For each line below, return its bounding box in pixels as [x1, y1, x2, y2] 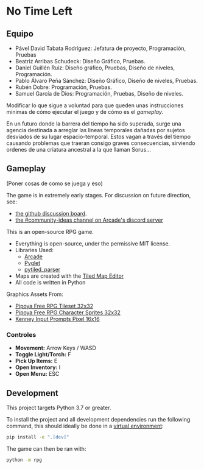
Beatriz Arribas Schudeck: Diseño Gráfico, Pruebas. [15, 58, 146, 65]
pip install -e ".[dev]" [6, 434, 69, 440]
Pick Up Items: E [15, 358, 58, 365]
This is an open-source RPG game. [6, 228, 94, 235]
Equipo [6, 29, 33, 39]
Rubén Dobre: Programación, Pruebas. [15, 83, 113, 91]
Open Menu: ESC [15, 370, 60, 378]
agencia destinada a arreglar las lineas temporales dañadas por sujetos [6, 127, 185, 133]
